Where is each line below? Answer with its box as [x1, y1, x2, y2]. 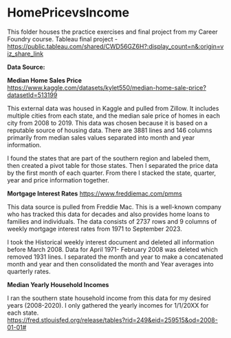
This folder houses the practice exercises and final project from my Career [7, 28, 218, 36]
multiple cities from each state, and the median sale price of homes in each [7, 112, 220, 120]
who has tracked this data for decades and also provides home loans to [7, 210, 210, 218]
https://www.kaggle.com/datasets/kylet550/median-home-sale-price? [7, 83, 206, 92]
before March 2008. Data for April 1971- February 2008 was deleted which [7, 245, 218, 253]
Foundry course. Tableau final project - [7, 34, 118, 43]
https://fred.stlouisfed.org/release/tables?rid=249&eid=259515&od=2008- [7, 315, 218, 324]
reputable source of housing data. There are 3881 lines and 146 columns [7, 126, 212, 134]
